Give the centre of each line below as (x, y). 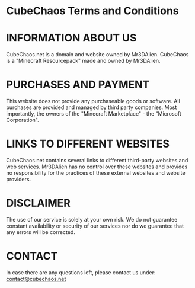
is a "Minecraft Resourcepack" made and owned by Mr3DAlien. (83, 61)
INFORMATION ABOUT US (71, 38)
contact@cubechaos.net (36, 279)
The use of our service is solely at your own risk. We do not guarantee (92, 219)
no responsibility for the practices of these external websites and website (96, 173)
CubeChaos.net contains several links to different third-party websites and (97, 160)
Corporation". (23, 120)
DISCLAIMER (39, 203)
